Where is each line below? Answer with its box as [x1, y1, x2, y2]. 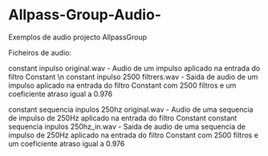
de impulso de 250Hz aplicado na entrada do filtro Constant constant [8, 113, 238, 122]
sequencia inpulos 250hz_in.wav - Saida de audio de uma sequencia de [8, 121, 246, 131]
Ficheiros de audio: [8, 47, 72, 57]
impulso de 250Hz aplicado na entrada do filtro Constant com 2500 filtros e [8, 130, 259, 140]
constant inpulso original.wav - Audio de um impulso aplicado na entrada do [8, 63, 261, 73]
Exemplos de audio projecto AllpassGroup [8, 32, 147, 42]
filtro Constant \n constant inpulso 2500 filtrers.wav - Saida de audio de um [8, 72, 258, 81]
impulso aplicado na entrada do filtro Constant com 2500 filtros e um [8, 80, 237, 90]
